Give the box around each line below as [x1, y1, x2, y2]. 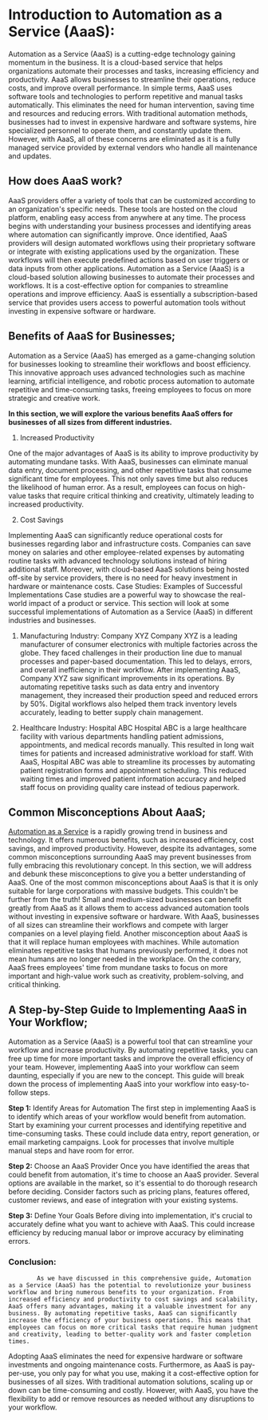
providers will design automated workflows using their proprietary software [8, 238, 256, 247]
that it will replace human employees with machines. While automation [8, 937, 239, 947]
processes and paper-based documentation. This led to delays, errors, [19, 656, 253, 666]
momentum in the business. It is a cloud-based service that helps [8, 58, 223, 67]
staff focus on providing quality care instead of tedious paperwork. [19, 782, 240, 792]
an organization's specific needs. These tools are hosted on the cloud [8, 204, 238, 214]
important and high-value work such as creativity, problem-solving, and [8, 971, 244, 981]
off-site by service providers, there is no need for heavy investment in [8, 572, 238, 582]
